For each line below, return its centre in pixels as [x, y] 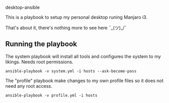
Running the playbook [41, 44]
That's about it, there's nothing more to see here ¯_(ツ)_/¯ [66, 28]
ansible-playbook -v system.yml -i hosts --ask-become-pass [71, 71]
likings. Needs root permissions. [39, 62]
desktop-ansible [23, 7]
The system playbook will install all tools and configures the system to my [83, 56]
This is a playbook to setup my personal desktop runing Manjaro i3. [77, 17]
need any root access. [29, 86]
